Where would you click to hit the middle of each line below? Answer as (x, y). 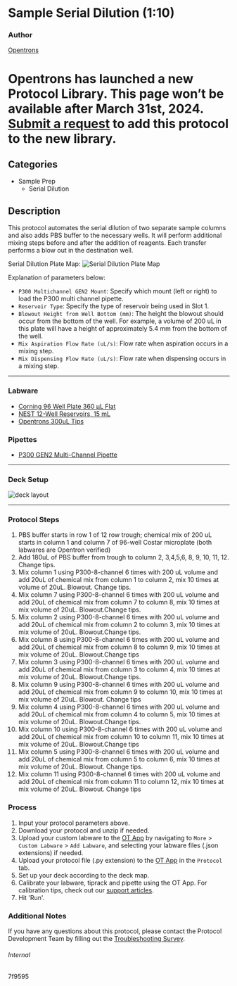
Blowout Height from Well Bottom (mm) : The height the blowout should (121, 314)
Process (23, 807)
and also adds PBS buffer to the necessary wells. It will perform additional (115, 235)
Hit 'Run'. (31, 897)
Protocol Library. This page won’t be (116, 94)
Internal (19, 954)
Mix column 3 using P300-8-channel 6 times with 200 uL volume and (119, 662)
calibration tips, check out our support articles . (86, 890)
